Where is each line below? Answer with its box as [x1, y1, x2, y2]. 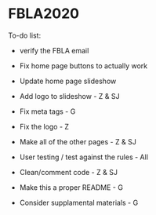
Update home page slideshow [19, 76, 117, 86]
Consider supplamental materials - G [19, 198, 139, 207]
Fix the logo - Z [19, 122, 69, 131]
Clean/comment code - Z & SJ [19, 167, 118, 177]
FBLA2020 [8, 5, 80, 23]
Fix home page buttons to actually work [19, 60, 147, 71]
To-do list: [8, 31, 42, 40]
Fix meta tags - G [19, 107, 76, 116]
